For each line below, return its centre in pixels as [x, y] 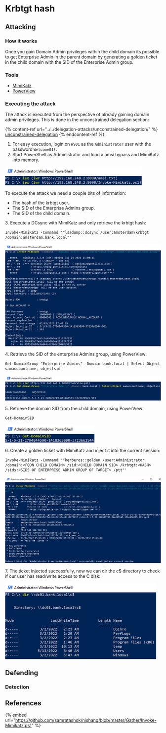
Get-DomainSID [20, 418]
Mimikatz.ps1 [19, 726]
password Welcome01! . [35, 149]
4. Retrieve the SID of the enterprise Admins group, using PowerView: [76, 354]
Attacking [21, 27]
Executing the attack [30, 104]
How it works [21, 41]
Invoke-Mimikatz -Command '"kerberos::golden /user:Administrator [75, 460]
